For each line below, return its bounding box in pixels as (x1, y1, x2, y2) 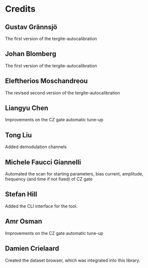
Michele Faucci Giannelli (5, 158, 82, 166)
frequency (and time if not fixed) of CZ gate (5, 176, 93, 182)
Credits (5, 3, 36, 15)
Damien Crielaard (5, 245, 60, 253)
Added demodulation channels (5, 144, 67, 150)
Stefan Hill (5, 190, 38, 198)
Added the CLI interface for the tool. (5, 203, 78, 209)
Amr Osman (5, 217, 42, 226)
